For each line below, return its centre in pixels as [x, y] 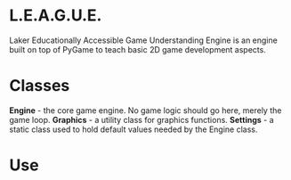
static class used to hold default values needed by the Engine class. [133, 129]
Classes [40, 86]
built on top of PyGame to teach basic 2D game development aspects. [138, 49]
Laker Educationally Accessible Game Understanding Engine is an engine [143, 40]
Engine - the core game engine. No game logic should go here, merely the [145, 110]
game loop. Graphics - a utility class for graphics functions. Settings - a [141, 119]
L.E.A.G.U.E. [56, 16]
